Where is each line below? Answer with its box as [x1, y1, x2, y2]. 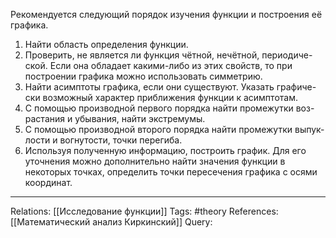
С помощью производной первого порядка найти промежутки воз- [24, 102, 315, 114]
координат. [24, 177, 73, 188]
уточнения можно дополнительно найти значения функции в [24, 155, 286, 167]
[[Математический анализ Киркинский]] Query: [10, 216, 213, 228]
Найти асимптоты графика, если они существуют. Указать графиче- [24, 81, 317, 93]
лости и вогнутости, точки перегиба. [24, 134, 183, 146]
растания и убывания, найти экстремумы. [24, 113, 206, 124]
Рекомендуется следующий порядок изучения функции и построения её [10, 9, 323, 20]
